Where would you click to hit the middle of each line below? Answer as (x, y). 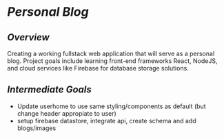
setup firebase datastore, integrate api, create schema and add (106, 121)
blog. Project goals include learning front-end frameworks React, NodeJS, (112, 61)
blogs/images (37, 128)
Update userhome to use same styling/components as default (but (111, 106)
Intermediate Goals (49, 90)
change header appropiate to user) (67, 113)
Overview (28, 37)
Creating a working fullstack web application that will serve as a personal (111, 53)
